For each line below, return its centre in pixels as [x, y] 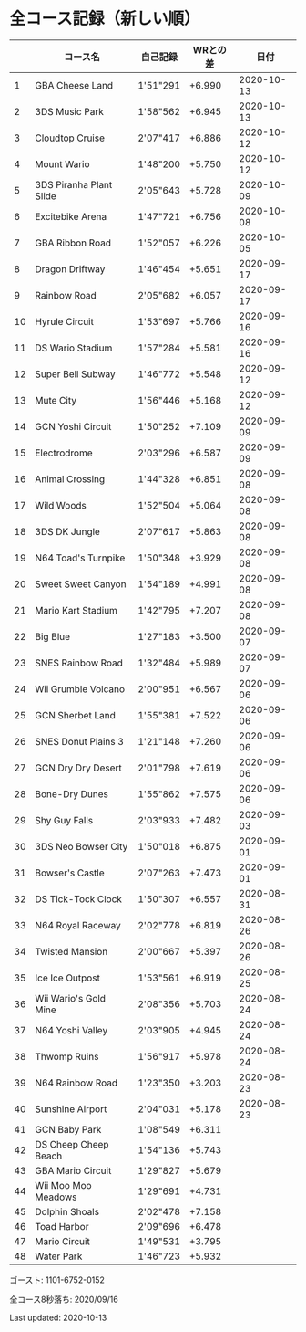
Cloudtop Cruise [70, 138]
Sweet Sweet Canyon [81, 583]
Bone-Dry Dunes [72, 793]
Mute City [56, 400]
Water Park [59, 1256]
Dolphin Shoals [67, 1211]
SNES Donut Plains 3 [80, 741]
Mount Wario [62, 163]
